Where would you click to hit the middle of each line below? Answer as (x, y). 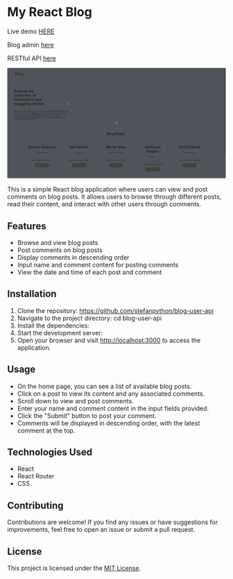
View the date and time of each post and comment (89, 272)
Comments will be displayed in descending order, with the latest (109, 423)
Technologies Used (50, 452)
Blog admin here (31, 44)
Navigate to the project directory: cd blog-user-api (89, 318)
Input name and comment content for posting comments (98, 265)
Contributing (35, 505)
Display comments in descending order (73, 257)
